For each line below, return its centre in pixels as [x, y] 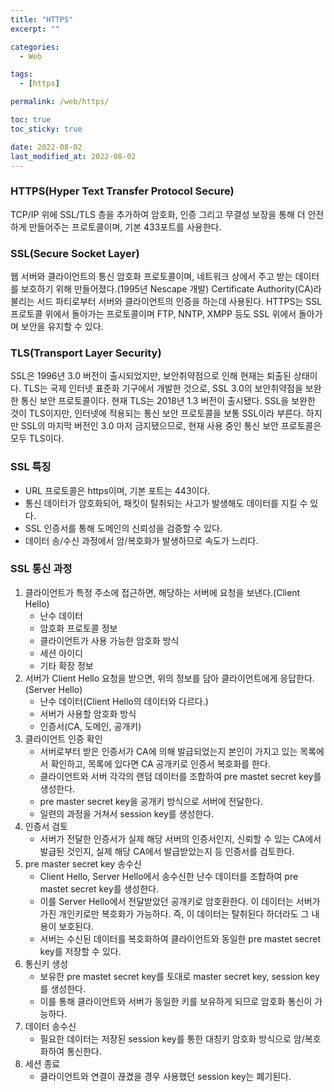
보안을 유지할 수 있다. [62, 326]
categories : [35, 47]
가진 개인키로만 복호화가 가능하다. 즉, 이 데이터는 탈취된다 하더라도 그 [174, 913]
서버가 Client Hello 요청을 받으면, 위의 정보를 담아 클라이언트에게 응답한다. [169, 678]
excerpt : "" [35, 29]
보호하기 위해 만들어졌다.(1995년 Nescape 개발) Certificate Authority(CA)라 [171, 288]
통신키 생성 [46, 963]
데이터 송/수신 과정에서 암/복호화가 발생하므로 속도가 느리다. [141, 540]
